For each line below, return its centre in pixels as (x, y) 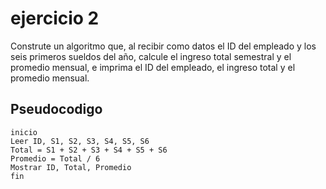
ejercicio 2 (55, 18)
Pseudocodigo (56, 109)
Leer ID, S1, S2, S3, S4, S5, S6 (80, 141)
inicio (24, 132)
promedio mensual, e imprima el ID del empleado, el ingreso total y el (153, 67)
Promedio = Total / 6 (55, 158)
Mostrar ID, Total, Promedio (71, 167)
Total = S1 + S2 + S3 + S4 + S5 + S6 (89, 150)
